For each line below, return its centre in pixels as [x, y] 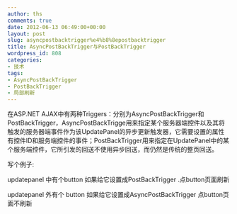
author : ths [25, 14]
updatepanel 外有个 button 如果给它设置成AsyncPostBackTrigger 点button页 [118, 195]
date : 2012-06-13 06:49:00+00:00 [57, 27]
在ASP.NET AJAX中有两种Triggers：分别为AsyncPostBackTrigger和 [106, 114]
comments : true [30, 21]
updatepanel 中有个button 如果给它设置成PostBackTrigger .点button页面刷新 [118, 180]
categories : [25, 60]
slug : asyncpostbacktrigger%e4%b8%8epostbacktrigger [87, 40]
